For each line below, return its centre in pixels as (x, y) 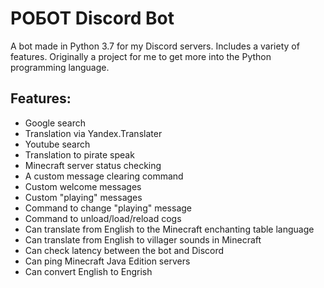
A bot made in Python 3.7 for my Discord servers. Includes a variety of (155, 46)
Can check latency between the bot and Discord (124, 250)
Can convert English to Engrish (88, 271)
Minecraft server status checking (93, 165)
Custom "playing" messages (83, 197)
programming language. (60, 67)
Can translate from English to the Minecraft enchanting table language (169, 229)
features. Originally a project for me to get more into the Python (141, 56)
